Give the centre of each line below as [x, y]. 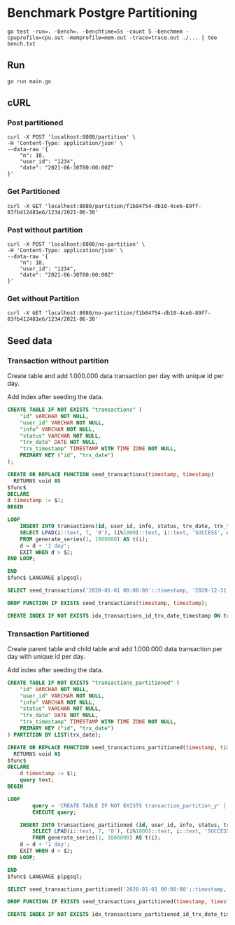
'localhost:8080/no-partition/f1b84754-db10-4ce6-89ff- [128, 313]
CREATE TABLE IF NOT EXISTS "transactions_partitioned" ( [93, 683]
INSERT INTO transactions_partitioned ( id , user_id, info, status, [120, 825]
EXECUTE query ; [55, 812]
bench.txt [22, 43]
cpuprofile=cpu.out [36, 37]
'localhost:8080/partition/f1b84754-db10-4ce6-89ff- [123, 206]
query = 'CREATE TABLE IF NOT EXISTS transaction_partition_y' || [131, 806]
